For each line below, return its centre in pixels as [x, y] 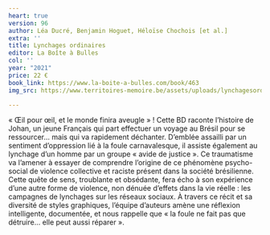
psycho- [239, 163]
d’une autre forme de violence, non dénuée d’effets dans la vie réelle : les [130, 188]
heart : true [28, 16]
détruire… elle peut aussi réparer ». [66, 222]
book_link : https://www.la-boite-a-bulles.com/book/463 [104, 83]
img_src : [23, 90]
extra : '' [25, 38]
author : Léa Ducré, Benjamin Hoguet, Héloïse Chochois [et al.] [118, 30]
